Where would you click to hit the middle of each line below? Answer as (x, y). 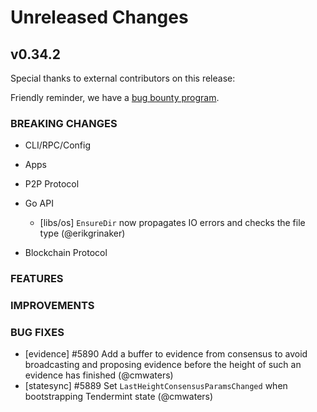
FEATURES (37, 279)
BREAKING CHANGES (64, 123)
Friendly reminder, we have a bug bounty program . (115, 97)
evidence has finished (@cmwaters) (99, 375)
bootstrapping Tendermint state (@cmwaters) (119, 397)
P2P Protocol (52, 184)
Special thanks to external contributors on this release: (123, 78)
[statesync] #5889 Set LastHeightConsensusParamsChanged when (156, 386)
